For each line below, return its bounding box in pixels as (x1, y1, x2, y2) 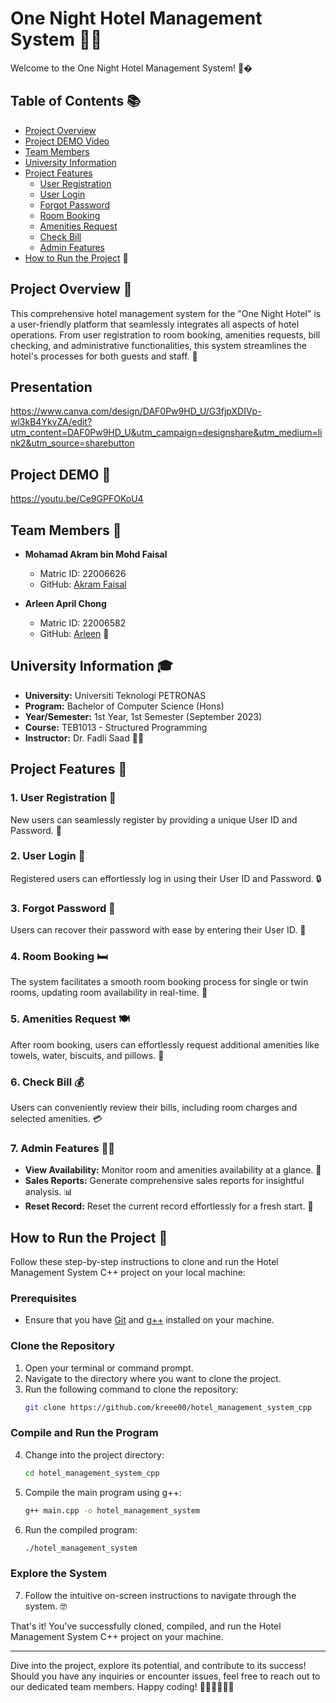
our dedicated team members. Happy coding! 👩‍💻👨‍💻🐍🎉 (10, 1680, 235, 1692)
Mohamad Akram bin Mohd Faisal (24, 548, 168, 560)
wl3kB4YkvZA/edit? (10, 416, 93, 428)
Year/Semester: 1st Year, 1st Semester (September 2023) (24, 710, 263, 722)
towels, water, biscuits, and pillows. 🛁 (10, 1049, 165, 1061)
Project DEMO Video (24, 135, 110, 147)
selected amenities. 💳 (10, 1112, 103, 1124)
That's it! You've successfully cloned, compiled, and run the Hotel (10, 1620, 282, 1632)
